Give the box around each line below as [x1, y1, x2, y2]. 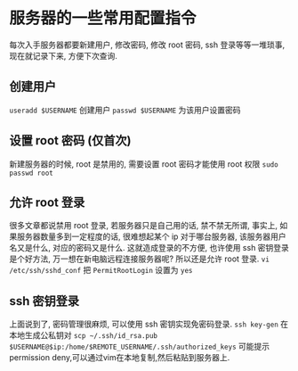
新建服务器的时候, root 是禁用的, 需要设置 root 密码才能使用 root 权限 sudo [9, 158, 278, 169]
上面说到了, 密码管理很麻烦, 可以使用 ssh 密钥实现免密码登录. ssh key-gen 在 [9, 318, 289, 330]
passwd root [9, 169, 53, 177]
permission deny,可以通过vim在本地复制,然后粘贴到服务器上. [9, 352, 230, 363]
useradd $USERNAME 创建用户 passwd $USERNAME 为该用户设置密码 [9, 104, 242, 115]
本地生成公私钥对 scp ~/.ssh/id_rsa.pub [9, 330, 158, 341]
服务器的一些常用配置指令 [9, 8, 197, 29]
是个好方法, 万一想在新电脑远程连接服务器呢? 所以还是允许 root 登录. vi [9, 253, 270, 264]
